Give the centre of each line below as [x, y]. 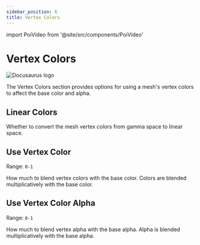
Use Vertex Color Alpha [51, 203]
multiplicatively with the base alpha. [50, 235]
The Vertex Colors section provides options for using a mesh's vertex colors [100, 87]
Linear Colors [32, 112]
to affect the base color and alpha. [49, 93]
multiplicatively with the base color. [50, 184]
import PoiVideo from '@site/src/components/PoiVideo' [75, 34]
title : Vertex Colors [33, 17]
